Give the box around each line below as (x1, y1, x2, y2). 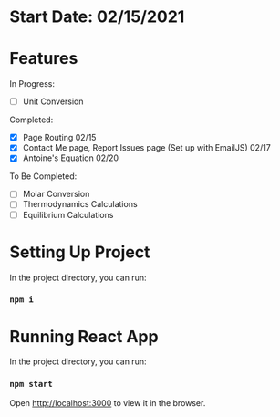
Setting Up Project (9, 242, 150, 262)
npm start (9, 379, 53, 390)
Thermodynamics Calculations (22, 199, 139, 210)
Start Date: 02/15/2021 (9, 6, 185, 27)
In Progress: (9, 78, 55, 89)
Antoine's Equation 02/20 (22, 152, 119, 163)
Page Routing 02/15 (22, 132, 97, 143)
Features (9, 48, 78, 69)
